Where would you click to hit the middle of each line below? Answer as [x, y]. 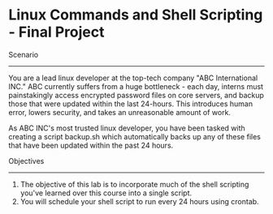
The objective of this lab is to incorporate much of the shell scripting [134, 184]
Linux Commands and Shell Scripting [136, 15]
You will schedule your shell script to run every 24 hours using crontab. [139, 201]
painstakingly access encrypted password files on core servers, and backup [136, 95]
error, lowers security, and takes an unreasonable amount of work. [120, 112]
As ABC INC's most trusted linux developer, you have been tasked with [127, 128]
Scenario [24, 54]
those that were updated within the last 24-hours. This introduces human [131, 104]
